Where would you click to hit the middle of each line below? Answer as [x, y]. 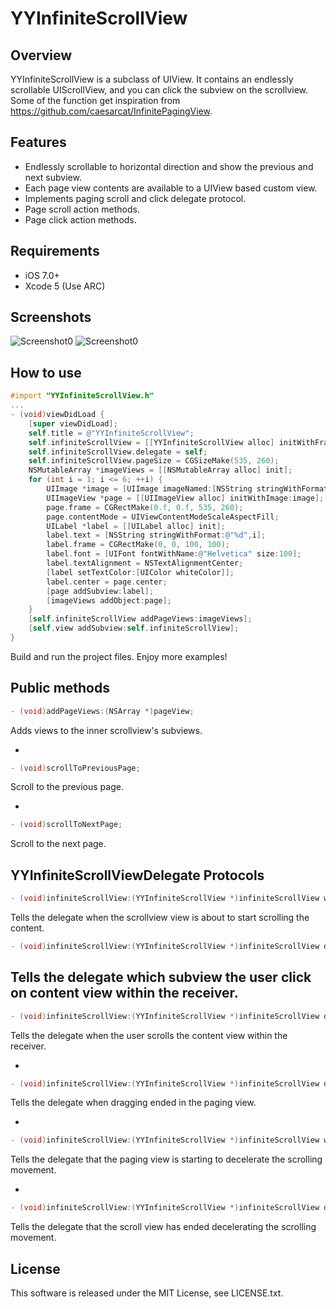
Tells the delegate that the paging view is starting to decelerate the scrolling [166, 1159]
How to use [46, 372]
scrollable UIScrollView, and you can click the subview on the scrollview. [159, 90]
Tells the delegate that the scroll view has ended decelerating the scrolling [163, 1227]
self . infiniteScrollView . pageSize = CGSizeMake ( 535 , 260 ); [154, 461]
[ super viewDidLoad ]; [73, 423]
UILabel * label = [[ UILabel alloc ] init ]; [136, 526]
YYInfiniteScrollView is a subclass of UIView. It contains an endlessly [152, 79]
